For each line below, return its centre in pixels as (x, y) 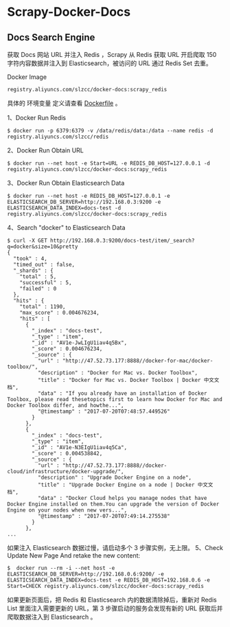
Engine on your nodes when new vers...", (67, 510)
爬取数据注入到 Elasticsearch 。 (52, 617)
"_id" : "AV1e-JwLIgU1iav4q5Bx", (80, 343)
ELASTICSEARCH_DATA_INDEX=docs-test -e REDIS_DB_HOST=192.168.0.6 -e (109, 580)
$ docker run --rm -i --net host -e (61, 568)
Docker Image (27, 77)
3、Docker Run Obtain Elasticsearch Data (66, 183)
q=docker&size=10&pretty (43, 247)
